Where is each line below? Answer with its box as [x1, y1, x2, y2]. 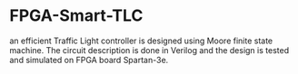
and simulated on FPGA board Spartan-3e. [9, 54, 169, 65]
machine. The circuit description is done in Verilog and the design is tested [9, 44, 289, 55]
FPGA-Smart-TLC [9, 5, 144, 26]
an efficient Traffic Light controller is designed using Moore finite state [9, 35, 273, 46]
